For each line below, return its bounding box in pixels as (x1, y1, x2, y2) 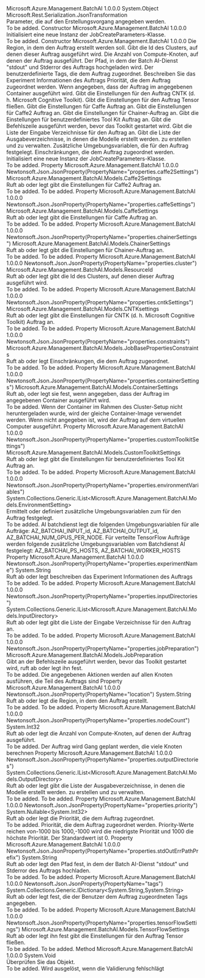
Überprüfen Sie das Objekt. (6, 958, 75, 966)
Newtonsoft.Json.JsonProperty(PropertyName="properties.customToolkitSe (6, 436, 199, 443)
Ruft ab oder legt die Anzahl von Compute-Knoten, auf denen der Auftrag (6, 730, 192, 737)
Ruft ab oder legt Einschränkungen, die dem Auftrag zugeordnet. (6, 358, 170, 365)
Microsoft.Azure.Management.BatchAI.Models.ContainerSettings (15, 384, 179, 391)
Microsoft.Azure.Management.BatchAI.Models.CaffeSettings (6, 207, 158, 215)
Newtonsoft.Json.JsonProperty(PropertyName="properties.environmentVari (6, 481, 199, 489)
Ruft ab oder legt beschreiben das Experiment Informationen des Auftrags (6, 573, 193, 580)
